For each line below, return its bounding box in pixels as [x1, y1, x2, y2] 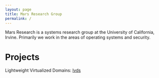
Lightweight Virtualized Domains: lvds [5, 67, 81, 73]
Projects [5, 51, 40, 62]
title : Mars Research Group [5, 12, 62, 16]
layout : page [5, 7, 32, 12]
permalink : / [5, 16, 32, 21]
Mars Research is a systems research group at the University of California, [5, 30, 155, 35]
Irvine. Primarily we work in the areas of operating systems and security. [5, 34, 151, 40]
